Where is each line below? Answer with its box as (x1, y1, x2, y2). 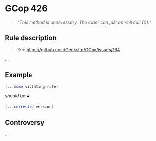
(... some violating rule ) (5, 84, 58, 89)
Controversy (5, 118, 45, 127)
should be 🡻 (5, 93, 30, 99)
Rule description (5, 34, 57, 42)
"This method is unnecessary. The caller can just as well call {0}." (17, 19, 152, 25)
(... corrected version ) (5, 104, 54, 109)
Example (5, 71, 32, 79)
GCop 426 (5, 3, 48, 14)
